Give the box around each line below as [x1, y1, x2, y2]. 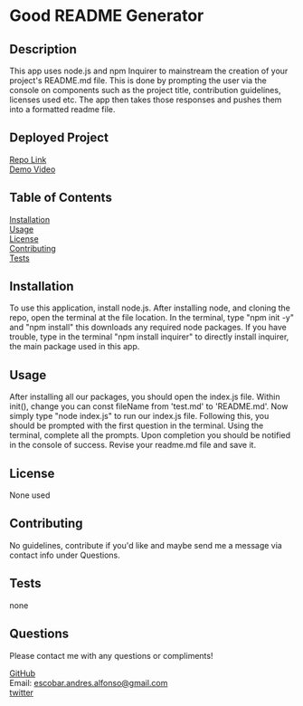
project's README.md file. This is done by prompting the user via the [9, 75, 267, 86]
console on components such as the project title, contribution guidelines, [9, 85, 281, 95]
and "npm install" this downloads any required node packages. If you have [9, 322, 287, 333]
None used [9, 490, 51, 501]
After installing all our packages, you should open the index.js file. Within [9, 391, 280, 403]
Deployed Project [9, 130, 109, 146]
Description [9, 42, 77, 57]
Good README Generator [9, 5, 204, 26]
